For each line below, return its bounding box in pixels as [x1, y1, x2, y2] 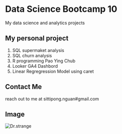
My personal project [5, 34, 69, 43]
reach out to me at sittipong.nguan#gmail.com [5, 95, 99, 102]
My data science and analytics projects [5, 20, 85, 26]
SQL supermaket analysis [12, 47, 64, 53]
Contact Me [5, 83, 42, 91]
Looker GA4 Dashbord [12, 63, 58, 69]
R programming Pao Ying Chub [12, 58, 76, 64]
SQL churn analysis [12, 52, 52, 58]
